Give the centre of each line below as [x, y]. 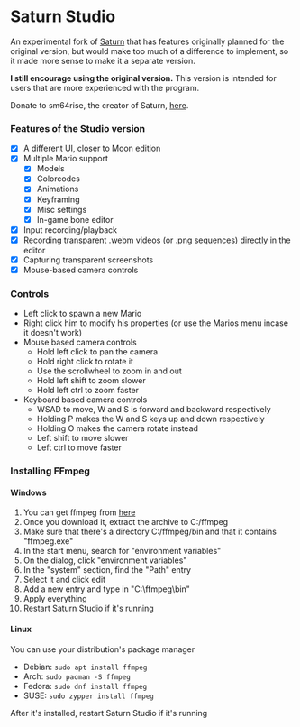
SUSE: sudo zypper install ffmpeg [88, 695]
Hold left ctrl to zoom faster [87, 391]
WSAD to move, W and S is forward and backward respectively [154, 410]
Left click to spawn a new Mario [82, 314]
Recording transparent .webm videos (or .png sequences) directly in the [157, 240]
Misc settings [62, 209]
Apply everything [55, 599]
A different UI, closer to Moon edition [92, 148]
